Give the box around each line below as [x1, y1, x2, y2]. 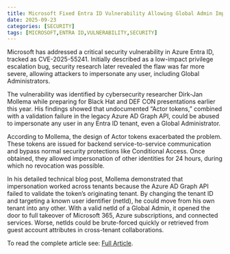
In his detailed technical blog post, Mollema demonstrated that [7, 175, 183, 183]
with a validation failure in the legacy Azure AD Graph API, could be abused [7, 112, 220, 120]
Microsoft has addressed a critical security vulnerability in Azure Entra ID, [7, 48, 214, 56]
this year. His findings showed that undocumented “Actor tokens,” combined [7, 105, 222, 113]
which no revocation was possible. [7, 162, 105, 170]
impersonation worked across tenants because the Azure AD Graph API [7, 182, 209, 190]
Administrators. [7, 77, 51, 86]
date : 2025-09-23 [7, 16, 57, 23]
